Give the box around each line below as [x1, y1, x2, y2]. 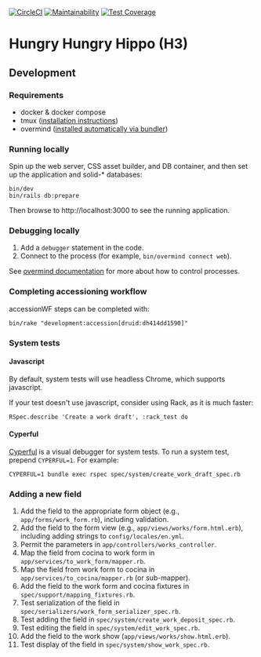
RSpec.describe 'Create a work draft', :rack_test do [9, 413, 189, 421]
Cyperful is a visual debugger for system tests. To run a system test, [9, 447, 230, 457]
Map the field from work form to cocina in [20, 565, 155, 575]
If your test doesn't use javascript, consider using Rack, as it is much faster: [9, 397, 254, 407]
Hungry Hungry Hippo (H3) [9, 35, 189, 53]
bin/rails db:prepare [9, 192, 80, 200]
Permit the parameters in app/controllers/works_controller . [20, 540, 217, 549]
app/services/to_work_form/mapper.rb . [20, 557, 146, 566]
